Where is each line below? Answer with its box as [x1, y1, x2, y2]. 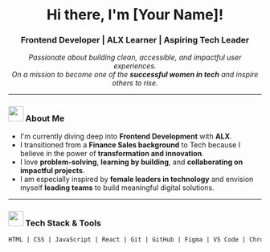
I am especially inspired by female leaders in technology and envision [19, 174, 254, 184]
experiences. [113, 61, 157, 71]
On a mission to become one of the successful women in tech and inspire [11, 70, 259, 80]
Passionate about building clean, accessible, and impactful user [28, 52, 242, 62]
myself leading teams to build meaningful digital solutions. [19, 183, 215, 192]
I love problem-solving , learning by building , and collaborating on [19, 157, 243, 167]
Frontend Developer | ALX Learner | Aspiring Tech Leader [20, 35, 250, 46]
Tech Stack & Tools [25, 217, 102, 229]
